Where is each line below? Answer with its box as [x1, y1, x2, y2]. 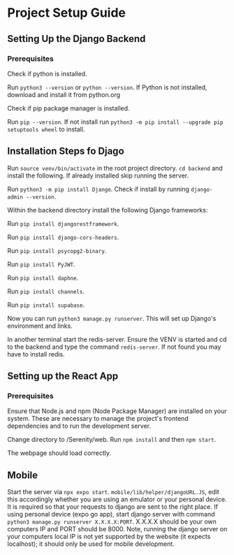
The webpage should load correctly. [7, 449, 112, 457]
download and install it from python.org [7, 90, 121, 99]
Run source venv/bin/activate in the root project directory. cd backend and [7, 164, 224, 172]
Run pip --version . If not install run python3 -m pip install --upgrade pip [7, 117, 224, 126]
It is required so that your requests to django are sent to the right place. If [7, 503, 219, 511]
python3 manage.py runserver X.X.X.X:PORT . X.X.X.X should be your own [7, 517, 217, 526]
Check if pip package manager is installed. [7, 103, 131, 113]
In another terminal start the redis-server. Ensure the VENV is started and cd [7, 335, 227, 343]
